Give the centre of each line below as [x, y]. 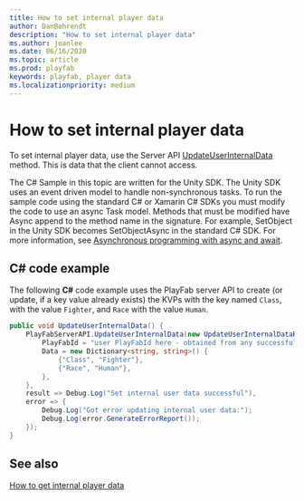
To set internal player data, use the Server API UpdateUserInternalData [141, 155]
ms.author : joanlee [46, 43]
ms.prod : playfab [42, 69]
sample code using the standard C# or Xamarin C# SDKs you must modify [147, 201]
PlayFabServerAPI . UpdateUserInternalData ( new [113, 335]
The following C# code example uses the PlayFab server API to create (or [146, 290]
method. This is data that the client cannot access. [104, 165]
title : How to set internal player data [87, 18]
